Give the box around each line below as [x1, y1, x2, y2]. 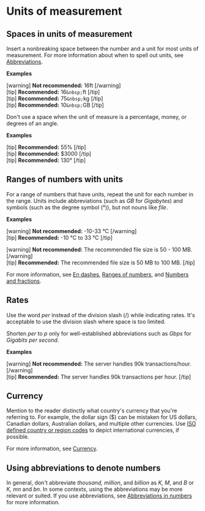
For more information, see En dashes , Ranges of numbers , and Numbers [6, 271, 189, 278]
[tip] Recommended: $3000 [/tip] [6, 150, 92, 157]
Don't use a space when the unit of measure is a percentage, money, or [6, 113, 187, 120]
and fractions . [6, 277, 42, 285]
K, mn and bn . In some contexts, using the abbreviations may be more [6, 486, 183, 493]
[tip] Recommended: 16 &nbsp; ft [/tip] [6, 88, 100, 96]
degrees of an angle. [6, 120, 59, 127]
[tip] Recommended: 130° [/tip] [6, 156, 86, 164]
